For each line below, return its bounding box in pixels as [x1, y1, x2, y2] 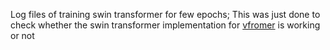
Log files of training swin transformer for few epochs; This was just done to [10, 9, 321, 20]
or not [10, 30, 35, 41]
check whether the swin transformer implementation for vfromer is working [10, 19, 321, 31]
